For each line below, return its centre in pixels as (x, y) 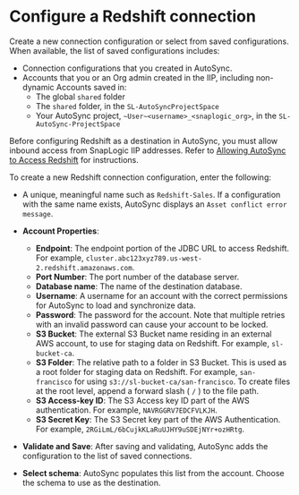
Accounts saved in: (92, 87)
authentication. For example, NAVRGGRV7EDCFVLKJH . (126, 410)
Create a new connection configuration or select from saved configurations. (149, 41)
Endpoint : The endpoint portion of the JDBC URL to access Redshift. (162, 248)
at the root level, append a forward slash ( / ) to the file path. (147, 390)
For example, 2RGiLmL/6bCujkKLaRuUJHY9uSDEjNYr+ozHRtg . (140, 429)
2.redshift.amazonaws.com (84, 268)
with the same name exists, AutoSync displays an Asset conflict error (154, 204)
